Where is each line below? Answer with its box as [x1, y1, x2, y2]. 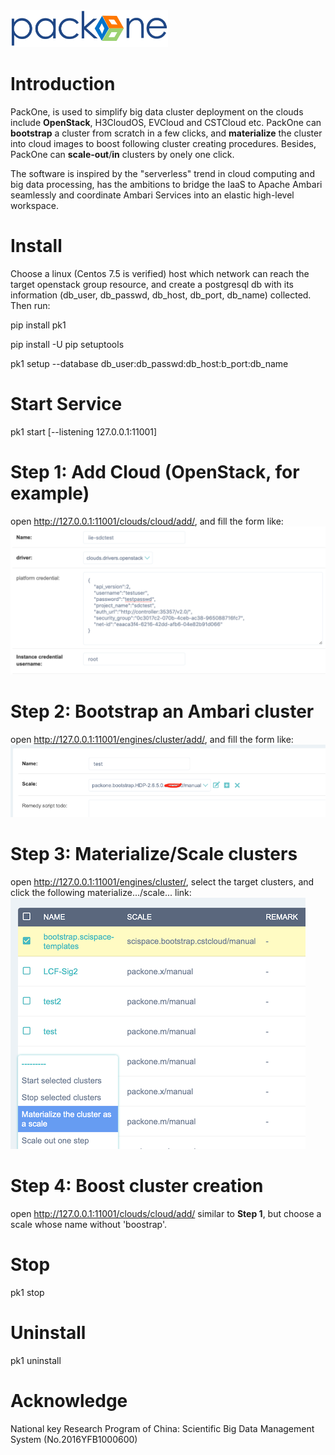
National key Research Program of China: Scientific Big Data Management [10, 1422, 315, 1434]
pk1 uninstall [10, 1354, 62, 1366]
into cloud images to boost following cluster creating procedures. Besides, [10, 137, 317, 149]
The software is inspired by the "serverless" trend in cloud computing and [10, 167, 315, 179]
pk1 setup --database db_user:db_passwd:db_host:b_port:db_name [10, 357, 289, 369]
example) [10, 482, 90, 504]
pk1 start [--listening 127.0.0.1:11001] [10, 425, 158, 438]
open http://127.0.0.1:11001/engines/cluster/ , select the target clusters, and [10, 875, 315, 888]
